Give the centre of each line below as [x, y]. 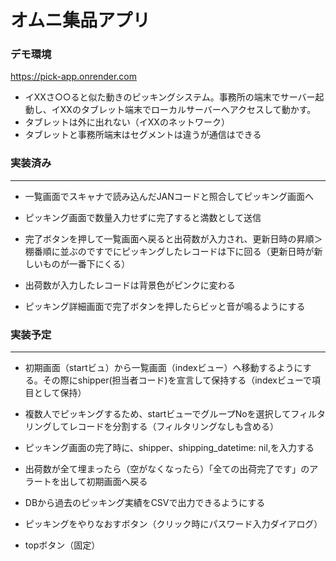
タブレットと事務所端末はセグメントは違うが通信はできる [143, 135]
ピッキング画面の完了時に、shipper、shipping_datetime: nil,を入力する [169, 448]
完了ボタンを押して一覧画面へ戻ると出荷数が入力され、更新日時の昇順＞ [173, 238]
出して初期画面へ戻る [103, 482]
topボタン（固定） [62, 545]
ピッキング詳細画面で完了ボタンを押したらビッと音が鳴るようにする [165, 306]
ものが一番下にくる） [86, 263]
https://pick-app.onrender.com [73, 77]
